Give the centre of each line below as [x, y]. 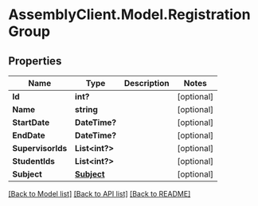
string [86, 109]
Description [147, 83]
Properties [35, 61]
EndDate [29, 135]
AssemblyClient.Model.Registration [129, 15]
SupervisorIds [40, 148]
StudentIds [34, 161]
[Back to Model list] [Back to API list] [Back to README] [100, 194]
